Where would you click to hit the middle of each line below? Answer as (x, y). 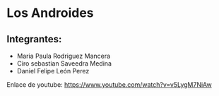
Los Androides (50, 13)
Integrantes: (34, 39)
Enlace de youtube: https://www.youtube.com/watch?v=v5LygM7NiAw (109, 85)
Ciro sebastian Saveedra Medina (64, 64)
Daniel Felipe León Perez (53, 71)
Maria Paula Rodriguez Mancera (64, 56)
